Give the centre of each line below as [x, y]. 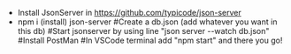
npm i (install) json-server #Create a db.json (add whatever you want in [147, 22]
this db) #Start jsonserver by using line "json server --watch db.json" [143, 31]
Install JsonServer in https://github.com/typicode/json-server [129, 13]
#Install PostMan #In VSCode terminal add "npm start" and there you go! [150, 40]
